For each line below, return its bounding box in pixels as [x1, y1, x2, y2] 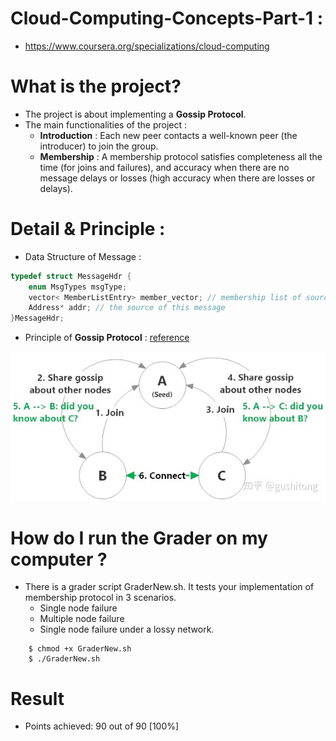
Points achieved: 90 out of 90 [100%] [24, 720, 180, 732]
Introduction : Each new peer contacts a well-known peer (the [39, 129, 298, 141]
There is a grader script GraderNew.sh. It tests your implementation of [24, 581, 315, 593]
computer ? [10, 548, 108, 571]
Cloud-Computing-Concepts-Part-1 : [10, 7, 324, 30]
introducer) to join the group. [39, 140, 159, 152]
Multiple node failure [39, 613, 125, 625]
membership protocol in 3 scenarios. [24, 592, 177, 604]
